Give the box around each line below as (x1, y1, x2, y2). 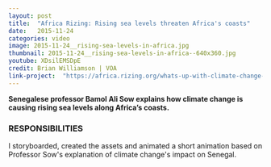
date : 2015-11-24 (8, 27, 74, 35)
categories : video (8, 34, 70, 43)
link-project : (8, 72, 56, 80)
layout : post (8, 11, 52, 20)
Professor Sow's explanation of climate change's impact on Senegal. (8, 149, 237, 159)
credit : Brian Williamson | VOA (8, 65, 117, 73)
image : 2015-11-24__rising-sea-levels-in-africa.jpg (8, 42, 190, 50)
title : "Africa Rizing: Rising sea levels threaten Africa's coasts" (8, 19, 251, 27)
